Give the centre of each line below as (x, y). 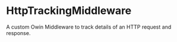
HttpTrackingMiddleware (69, 11)
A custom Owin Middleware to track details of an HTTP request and (89, 27)
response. (18, 33)
